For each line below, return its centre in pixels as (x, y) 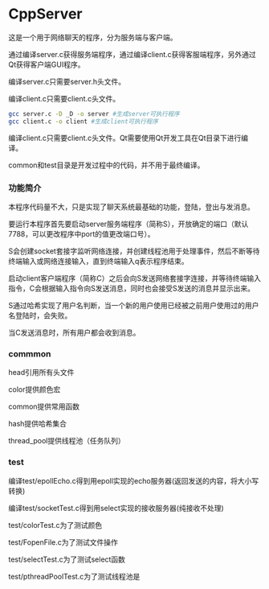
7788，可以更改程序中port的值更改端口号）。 (82, 233)
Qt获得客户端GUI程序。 (47, 64)
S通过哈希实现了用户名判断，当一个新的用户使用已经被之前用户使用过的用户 (134, 305)
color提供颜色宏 (35, 389)
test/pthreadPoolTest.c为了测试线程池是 (74, 576)
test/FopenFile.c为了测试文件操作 (63, 542)
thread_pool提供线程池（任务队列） (67, 441)
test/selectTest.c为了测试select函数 (67, 559)
